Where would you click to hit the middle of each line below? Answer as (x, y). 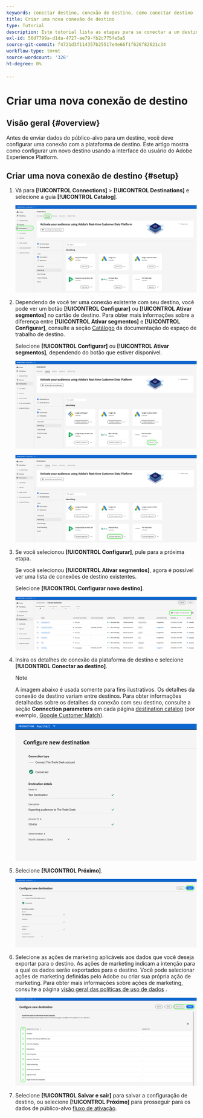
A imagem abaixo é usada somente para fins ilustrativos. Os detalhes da (105, 689)
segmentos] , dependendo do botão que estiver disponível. (89, 353)
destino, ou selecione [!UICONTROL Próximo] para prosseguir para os (103, 1102)
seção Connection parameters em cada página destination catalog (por (105, 709)
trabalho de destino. (40, 334)
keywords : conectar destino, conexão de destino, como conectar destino (100, 13)
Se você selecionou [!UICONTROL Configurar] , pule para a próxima (100, 552)
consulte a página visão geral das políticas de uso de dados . (91, 989)
